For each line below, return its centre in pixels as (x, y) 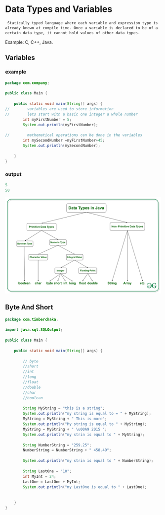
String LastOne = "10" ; (47, 471)
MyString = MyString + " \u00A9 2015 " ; (65, 429)
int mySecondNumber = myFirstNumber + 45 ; (64, 141)
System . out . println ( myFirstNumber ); (61, 125)
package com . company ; (27, 83)
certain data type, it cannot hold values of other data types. (73, 33)
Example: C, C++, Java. (29, 42)
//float (31, 382)
